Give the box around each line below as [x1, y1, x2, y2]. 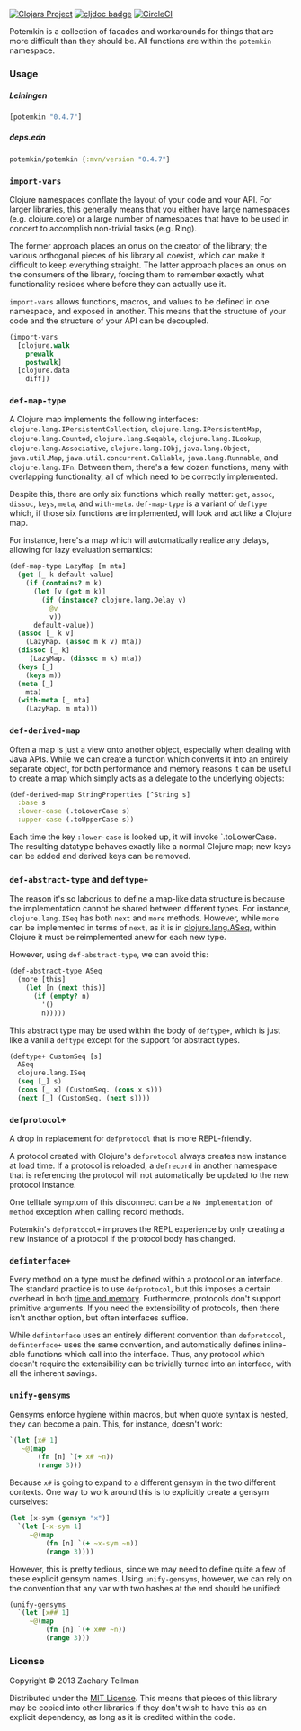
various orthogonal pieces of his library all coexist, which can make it [9, 249, 265, 260]
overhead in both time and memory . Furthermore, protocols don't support [9, 1293, 281, 1304]
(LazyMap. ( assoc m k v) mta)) [25, 638, 143, 647]
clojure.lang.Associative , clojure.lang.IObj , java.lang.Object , [9, 442, 251, 454]
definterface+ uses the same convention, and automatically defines [9, 1339, 261, 1350]
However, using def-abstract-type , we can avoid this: [9, 949, 209, 960]
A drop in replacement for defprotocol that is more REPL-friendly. [9, 1133, 252, 1144]
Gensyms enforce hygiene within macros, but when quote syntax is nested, [9, 1409, 288, 1419]
